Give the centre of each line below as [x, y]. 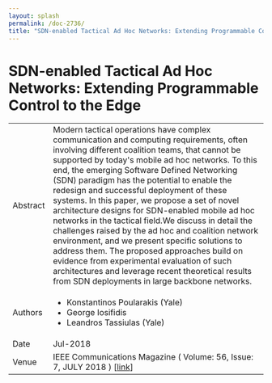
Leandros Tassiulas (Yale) [116, 322]
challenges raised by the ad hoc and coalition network [155, 231]
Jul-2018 [72, 344]
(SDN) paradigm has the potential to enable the [142, 180]
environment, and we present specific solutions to [147, 241]
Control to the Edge [75, 105]
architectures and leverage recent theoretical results [152, 271]
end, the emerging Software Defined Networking [145, 170]
